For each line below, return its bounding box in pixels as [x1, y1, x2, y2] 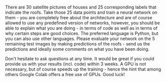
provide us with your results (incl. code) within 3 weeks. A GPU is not [5, 61, 146, 67]
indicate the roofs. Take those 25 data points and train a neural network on [5, 9, 158, 15]
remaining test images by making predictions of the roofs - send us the [5, 41, 150, 46]
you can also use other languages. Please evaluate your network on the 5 [5, 36, 155, 41]
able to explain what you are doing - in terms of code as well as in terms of [5, 25, 158, 31]
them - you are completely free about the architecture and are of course [5, 15, 153, 20]
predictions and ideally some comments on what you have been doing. [5, 46, 150, 52]
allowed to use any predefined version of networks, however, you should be [5, 20, 160, 26]
